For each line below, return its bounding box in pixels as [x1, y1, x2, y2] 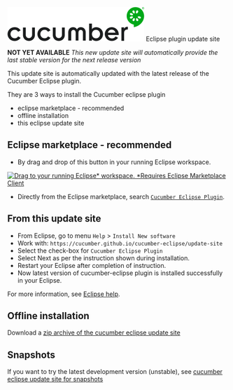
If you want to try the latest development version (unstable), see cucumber [7, 368, 223, 376]
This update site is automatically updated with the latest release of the [7, 69, 210, 77]
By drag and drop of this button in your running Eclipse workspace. [17, 158, 211, 166]
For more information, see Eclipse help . [7, 290, 120, 298]
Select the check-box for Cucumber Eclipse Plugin [17, 246, 163, 255]
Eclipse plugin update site [146, 35, 220, 43]
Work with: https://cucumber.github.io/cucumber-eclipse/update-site [17, 238, 223, 247]
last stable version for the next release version [7, 56, 141, 64]
